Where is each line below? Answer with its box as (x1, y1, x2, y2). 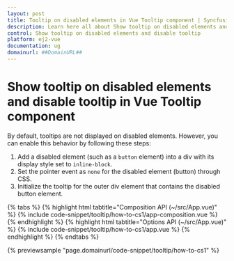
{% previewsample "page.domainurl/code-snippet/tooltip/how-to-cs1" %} (7, 246, 219, 254)
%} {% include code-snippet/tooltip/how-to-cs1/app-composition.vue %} (7, 210, 218, 219)
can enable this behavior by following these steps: (7, 139, 152, 147)
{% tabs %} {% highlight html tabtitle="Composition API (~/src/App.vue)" (7, 203, 218, 211)
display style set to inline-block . (17, 159, 113, 168)
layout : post (7, 10, 45, 17)
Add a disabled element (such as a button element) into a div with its (17, 152, 214, 161)
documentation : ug (7, 42, 61, 49)
